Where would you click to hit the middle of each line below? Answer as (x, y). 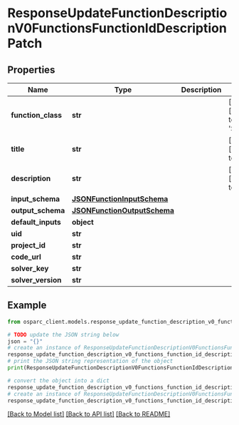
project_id (28, 245)
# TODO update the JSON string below (63, 334)
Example (27, 306)
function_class (37, 115)
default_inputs (36, 222)
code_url (26, 257)
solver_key (30, 268)
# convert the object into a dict (59, 380)
